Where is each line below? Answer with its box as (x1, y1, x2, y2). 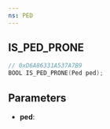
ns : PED (8, 11, 34, 20)
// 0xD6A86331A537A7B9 (8, 62, 82, 70)
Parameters (8, 91, 67, 104)
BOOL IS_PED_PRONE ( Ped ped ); (8, 69, 104, 78)
